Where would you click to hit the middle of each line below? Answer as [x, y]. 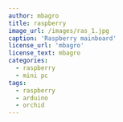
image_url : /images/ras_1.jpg [59, 31]
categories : [28, 61]
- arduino [32, 98]
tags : [17, 83]
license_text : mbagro [45, 53]
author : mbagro [34, 16]
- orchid [30, 105]
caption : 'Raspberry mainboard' [62, 38]
